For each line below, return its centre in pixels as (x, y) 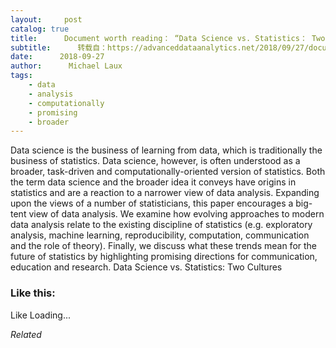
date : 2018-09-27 (57, 57)
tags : (21, 76)
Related (26, 334)
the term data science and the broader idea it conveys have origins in (153, 182)
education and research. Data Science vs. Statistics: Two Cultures (146, 267)
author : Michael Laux (66, 66)
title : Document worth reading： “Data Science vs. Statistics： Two (168, 38)
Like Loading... (41, 315)
